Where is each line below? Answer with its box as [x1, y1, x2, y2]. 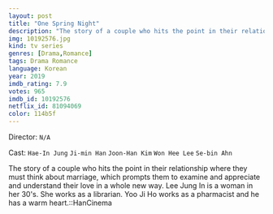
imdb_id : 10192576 [8, 95, 71, 103]
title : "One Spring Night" [8, 19, 100, 28]
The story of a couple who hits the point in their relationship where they [8, 164, 248, 173]
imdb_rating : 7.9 [8, 79, 67, 88]
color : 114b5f [8, 110, 57, 118]
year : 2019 [8, 72, 45, 80]
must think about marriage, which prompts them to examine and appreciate [8, 172, 261, 182]
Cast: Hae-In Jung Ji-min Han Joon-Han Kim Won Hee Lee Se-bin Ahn [8, 148, 233, 157]
